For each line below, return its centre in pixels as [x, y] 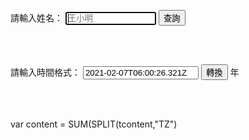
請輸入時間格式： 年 [125, 72]
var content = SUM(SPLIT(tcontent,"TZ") [94, 124]
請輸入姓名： [36, 18]
